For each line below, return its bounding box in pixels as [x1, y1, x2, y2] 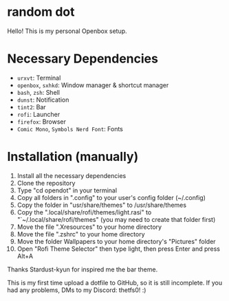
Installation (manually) [7, 149, 139, 165]
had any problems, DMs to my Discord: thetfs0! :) [7, 286, 146, 294]
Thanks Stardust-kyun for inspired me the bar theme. [7, 265, 158, 274]
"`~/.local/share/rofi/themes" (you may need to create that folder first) [17, 215, 216, 223]
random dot [7, 4, 75, 20]
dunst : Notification [17, 96, 69, 104]
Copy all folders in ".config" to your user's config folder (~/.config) [17, 193, 206, 201]
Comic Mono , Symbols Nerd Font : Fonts [17, 124, 124, 133]
